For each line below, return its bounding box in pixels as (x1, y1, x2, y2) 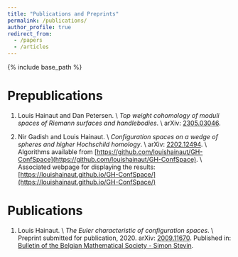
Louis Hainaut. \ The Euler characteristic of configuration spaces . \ (17, 226, 214, 234)
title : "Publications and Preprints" (7, 10, 119, 18)
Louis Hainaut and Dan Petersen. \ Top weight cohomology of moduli (17, 111, 220, 119)
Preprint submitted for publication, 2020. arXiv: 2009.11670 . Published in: (17, 234, 232, 242)
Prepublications (7, 88, 103, 104)
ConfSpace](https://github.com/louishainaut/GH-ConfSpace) (17, 155, 197, 163)
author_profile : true (7, 23, 72, 31)
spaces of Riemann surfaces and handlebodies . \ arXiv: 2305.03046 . (17, 119, 222, 127)
